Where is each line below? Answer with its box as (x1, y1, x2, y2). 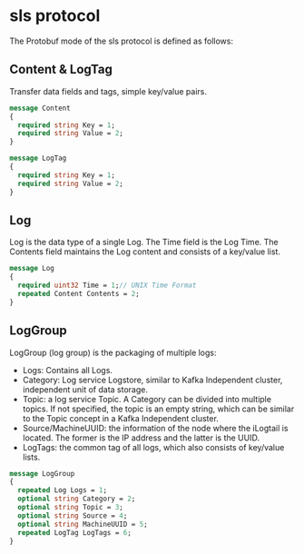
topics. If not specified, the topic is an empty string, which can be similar (22, 403, 295, 414)
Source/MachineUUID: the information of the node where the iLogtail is (22, 422, 289, 433)
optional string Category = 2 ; (17, 494, 136, 504)
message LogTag (9, 153, 67, 163)
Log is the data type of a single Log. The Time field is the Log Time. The (9, 237, 279, 248)
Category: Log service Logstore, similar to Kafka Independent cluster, (22, 374, 283, 385)
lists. (22, 451, 41, 462)
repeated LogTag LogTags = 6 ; (17, 528, 132, 537)
